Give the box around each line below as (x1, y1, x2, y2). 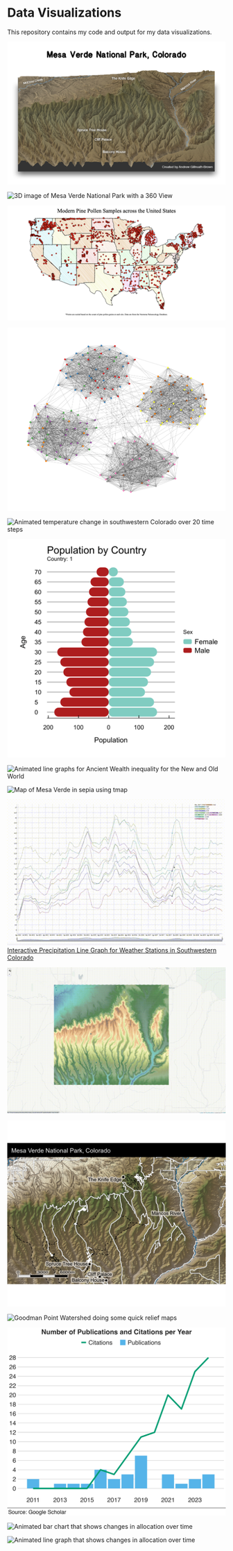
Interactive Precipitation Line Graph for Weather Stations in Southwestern (7, 946, 217, 955)
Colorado (7, 953, 34, 962)
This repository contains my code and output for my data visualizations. (7, 28, 212, 36)
